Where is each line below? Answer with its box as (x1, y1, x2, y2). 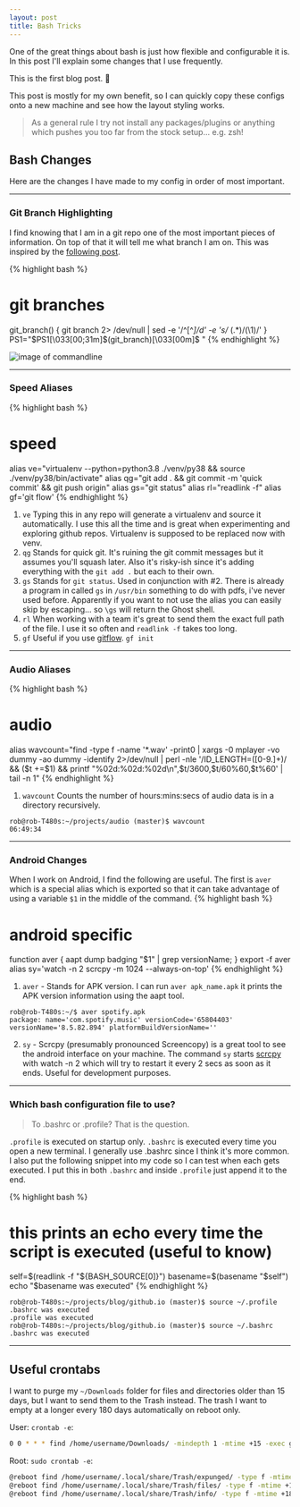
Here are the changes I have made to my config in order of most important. (9, 176, 286, 187)
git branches (9, 294, 105, 315)
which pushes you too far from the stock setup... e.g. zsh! (30, 126, 244, 137)
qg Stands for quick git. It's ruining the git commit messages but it (21, 546, 263, 557)
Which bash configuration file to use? (9, 1098, 176, 1111)
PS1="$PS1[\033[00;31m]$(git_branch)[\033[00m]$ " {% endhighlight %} (9, 334, 280, 344)
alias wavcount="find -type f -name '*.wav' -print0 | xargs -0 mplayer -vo (9, 744, 280, 756)
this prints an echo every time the (9, 1223, 263, 1243)
